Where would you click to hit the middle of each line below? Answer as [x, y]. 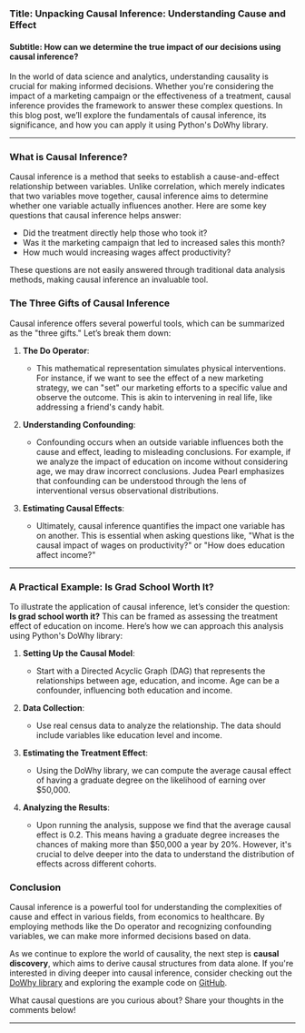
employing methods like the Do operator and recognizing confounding [141, 927]
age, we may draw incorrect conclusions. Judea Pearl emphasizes [160, 471]
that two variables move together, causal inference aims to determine [139, 196]
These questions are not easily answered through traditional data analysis [148, 270]
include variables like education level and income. [129, 735]
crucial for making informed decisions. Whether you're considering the [142, 86]
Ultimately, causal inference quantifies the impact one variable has [161, 525]
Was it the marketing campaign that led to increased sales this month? [154, 243]
